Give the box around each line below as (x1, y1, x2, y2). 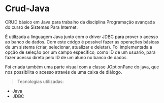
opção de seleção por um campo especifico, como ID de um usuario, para (5, 49, 156, 55)
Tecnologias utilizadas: (17, 79, 64, 84)
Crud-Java (5, 3, 50, 14)
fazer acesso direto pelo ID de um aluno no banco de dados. (5, 54, 128, 60)
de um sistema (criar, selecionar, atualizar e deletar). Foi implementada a (5, 44, 153, 50)
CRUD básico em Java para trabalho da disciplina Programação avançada (5, 19, 155, 25)
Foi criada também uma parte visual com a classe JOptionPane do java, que (5, 64, 159, 70)
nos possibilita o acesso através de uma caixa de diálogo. (5, 69, 122, 75)
